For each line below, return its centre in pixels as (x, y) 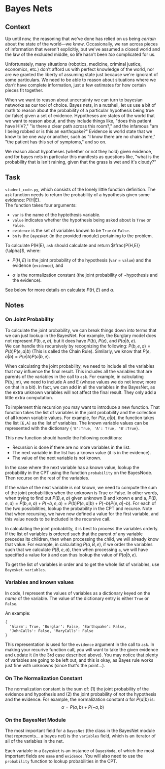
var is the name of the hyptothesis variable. (56, 214)
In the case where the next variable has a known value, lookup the (72, 467)
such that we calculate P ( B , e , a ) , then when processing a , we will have (77, 550)
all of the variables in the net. (34, 741)
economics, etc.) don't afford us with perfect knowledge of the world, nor (80, 69)
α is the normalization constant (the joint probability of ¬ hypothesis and (85, 275)
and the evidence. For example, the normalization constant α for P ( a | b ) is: (80, 699)
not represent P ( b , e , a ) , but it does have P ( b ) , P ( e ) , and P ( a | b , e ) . (71, 341)
